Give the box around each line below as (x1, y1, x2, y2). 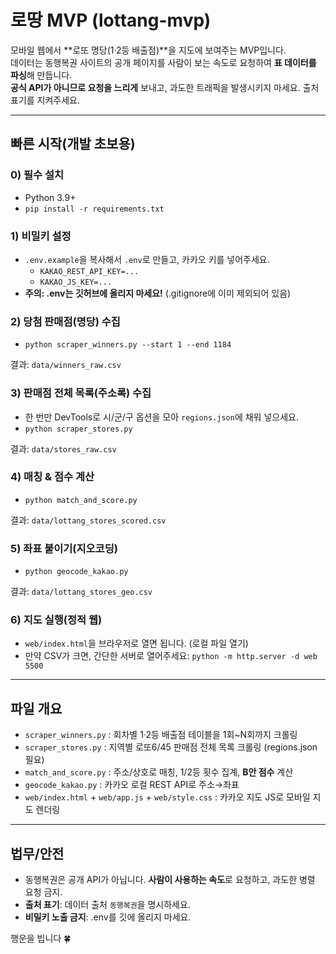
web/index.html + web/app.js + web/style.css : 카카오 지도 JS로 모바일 (24, 791, 311, 803)
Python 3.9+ (24, 191, 77, 203)
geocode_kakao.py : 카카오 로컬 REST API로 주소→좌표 (24, 779, 240, 791)
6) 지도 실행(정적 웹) (10, 613, 103, 627)
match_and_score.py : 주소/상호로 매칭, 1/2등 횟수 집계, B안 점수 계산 (24, 766, 294, 778)
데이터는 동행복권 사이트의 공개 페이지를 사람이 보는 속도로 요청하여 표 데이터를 (10, 56, 317, 68)
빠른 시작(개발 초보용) (10, 136, 136, 153)
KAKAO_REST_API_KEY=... (39, 266, 140, 276)
